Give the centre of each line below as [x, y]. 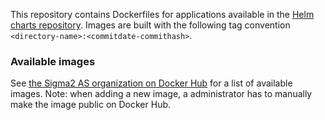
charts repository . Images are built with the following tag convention [150, 25]
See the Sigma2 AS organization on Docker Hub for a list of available [151, 83]
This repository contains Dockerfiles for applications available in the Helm [162, 14]
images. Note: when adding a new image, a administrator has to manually [161, 94]
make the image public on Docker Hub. [91, 105]
